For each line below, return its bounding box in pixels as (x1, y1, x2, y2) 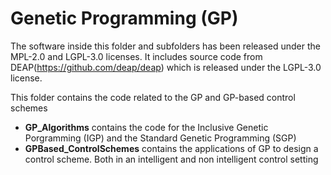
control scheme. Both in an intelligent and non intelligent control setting (24, 153, 319, 165)
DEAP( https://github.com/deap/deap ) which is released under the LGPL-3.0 (10, 61, 322, 73)
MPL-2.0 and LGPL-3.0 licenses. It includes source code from (10, 50, 263, 62)
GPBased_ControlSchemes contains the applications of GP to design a (24, 142, 319, 154)
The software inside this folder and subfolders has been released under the (10, 40, 322, 52)
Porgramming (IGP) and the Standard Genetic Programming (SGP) (24, 132, 297, 144)
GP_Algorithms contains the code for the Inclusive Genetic (24, 121, 269, 133)
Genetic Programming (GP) (10, 7, 239, 30)
